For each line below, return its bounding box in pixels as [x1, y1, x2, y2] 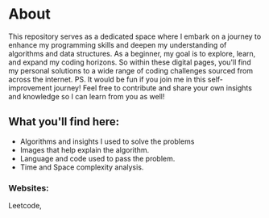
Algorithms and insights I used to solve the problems [19, 136, 195, 146]
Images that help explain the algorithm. [19, 145, 150, 154]
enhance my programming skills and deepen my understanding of [8, 40, 227, 49]
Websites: [8, 182, 50, 194]
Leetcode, [8, 201, 42, 211]
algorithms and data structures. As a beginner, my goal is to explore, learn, [8, 48, 256, 58]
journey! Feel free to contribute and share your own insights [53, 82, 252, 93]
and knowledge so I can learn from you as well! [8, 91, 165, 101]
